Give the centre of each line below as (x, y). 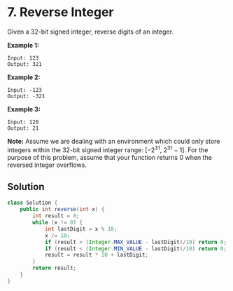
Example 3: (24, 109)
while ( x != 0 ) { (57, 223)
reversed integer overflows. (47, 165)
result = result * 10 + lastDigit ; (97, 255)
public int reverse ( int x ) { (62, 210)
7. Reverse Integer (61, 12)
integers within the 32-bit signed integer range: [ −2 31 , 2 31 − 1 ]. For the (108, 149)
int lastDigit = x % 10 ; (81, 229)
